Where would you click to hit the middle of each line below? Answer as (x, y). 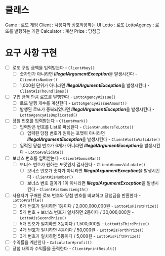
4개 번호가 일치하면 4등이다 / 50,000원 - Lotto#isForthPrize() (82, 230)
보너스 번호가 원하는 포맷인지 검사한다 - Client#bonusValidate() (82, 164)
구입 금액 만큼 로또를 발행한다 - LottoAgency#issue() (64, 97)
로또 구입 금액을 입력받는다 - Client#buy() (54, 67)
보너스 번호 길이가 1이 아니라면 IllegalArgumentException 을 (86, 183)
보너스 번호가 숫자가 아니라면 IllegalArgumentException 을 (85, 170)
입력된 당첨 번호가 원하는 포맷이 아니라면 (66, 133)
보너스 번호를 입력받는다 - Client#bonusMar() (57, 158)
